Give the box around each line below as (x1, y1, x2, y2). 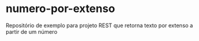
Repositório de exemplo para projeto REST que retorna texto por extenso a (5, 22, 194, 29)
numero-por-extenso (5, 2, 115, 16)
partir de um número (5, 28, 57, 35)
